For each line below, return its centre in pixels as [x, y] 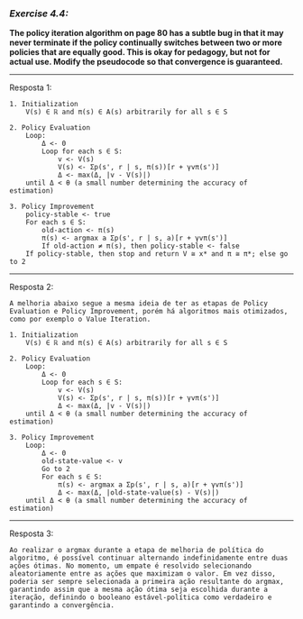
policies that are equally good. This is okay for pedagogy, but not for [140, 52]
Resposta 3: [32, 533]
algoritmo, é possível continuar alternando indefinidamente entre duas [149, 558]
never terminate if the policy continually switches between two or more [146, 42]
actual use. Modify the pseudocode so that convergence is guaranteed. [146, 62]
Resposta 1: [31, 87]
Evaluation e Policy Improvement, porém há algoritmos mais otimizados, [149, 312]
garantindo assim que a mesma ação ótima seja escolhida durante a [139, 590]
